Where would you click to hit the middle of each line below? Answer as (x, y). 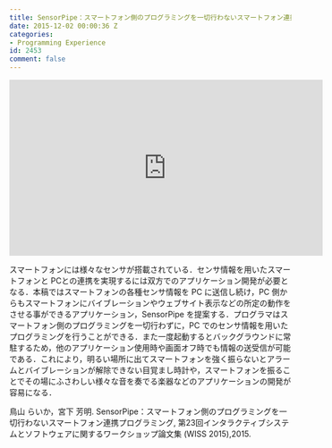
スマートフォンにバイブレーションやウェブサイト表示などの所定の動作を (158, 303)
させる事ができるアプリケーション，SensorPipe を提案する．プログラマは (145, 314)
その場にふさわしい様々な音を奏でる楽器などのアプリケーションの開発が (158, 381)
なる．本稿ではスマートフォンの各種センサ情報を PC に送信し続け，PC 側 (145, 292)
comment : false (38, 59)
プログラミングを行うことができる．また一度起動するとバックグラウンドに (146, 337)
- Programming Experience (57, 42)
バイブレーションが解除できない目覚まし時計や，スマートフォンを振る (154, 370)
